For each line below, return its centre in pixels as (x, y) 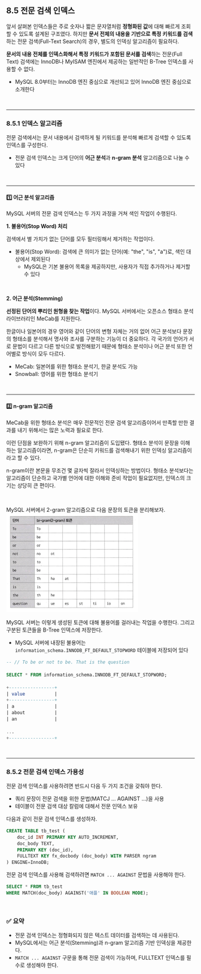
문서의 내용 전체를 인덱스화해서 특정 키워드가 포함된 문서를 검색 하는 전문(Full (94, 54)
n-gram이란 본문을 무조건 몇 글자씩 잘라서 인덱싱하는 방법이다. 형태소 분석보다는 (100, 470)
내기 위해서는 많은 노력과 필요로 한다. (60, 430)
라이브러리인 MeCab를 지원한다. (44, 318)
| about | (32, 713)
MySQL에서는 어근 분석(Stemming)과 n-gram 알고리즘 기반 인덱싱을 (95, 943)
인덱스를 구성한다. (27, 145)
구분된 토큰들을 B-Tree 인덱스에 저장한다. (54, 630)
